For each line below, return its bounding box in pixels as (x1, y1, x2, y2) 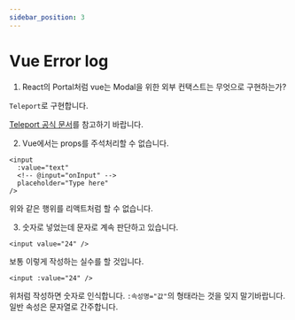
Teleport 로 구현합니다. (9, 100, 89, 110)
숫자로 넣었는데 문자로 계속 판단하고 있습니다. (21, 222, 179, 232)
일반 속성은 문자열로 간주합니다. (9, 301, 119, 312)
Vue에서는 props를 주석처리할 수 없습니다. (21, 138, 169, 149)
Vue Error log (9, 50, 109, 71)
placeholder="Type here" (17, 179, 109, 187)
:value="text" (17, 163, 69, 172)
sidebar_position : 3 (9, 12, 86, 22)
